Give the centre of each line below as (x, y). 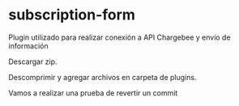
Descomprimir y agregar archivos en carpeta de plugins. (102, 77)
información (28, 45)
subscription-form (72, 15)
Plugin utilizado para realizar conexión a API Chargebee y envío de (119, 37)
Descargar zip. (33, 61)
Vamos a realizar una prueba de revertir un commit (93, 93)
